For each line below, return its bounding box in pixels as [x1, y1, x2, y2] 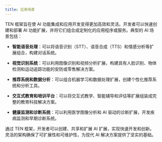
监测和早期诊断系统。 [16, 115, 59, 121]
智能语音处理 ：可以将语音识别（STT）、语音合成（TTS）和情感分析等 [12, 43, 150, 49]
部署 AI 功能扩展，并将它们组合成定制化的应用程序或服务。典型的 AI [13, 27, 149, 33]
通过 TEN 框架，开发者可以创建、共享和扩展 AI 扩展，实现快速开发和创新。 [5, 125, 154, 131]
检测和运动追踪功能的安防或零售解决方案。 [12, 66, 97, 72]
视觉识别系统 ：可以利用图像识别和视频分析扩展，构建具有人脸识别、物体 [12, 60, 157, 66]
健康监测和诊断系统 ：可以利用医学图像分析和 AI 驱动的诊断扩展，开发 [12, 109, 151, 115]
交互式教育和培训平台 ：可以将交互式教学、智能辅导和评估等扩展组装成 [12, 93, 153, 99]
